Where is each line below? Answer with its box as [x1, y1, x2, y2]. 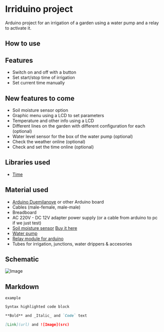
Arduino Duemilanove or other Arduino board [12, 199, 104, 205]
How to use [5, 40, 41, 48]
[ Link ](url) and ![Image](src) [5, 322, 70, 327]
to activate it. [5, 25, 32, 31]
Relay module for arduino [12, 236, 64, 242]
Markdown [5, 283, 40, 291]
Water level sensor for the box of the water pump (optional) [12, 133, 133, 139]
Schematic [5, 255, 39, 263]
